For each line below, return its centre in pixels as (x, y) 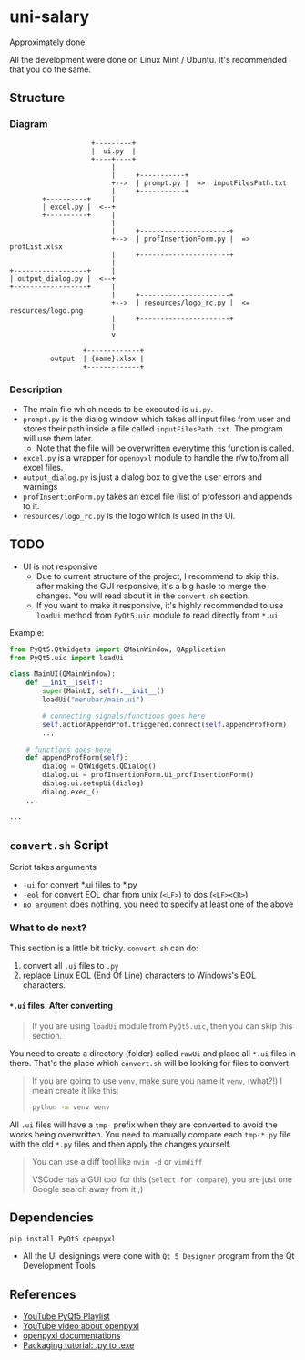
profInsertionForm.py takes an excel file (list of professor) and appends (158, 496)
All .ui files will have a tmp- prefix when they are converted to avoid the (143, 1125)
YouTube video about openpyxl (81, 1326)
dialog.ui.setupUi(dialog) (93, 784)
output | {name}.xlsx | (97, 358)
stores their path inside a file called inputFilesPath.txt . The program (153, 428)
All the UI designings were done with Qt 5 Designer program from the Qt (158, 1256)
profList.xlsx (36, 247)
